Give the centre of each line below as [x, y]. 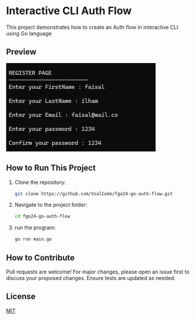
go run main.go [33, 239]
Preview [21, 52]
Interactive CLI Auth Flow [69, 11]
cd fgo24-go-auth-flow [42, 216]
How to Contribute [41, 258]
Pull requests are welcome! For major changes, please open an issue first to [98, 272]
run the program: [35, 227]
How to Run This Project [51, 168]
